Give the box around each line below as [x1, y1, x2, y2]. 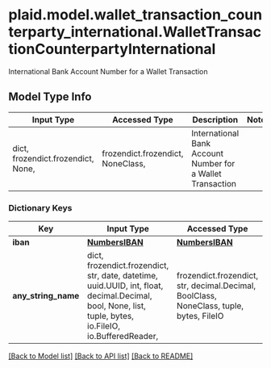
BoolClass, [176, 291, 218, 302]
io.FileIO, [87, 320, 121, 332]
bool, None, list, [87, 300, 147, 312]
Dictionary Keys [8, 202, 73, 213]
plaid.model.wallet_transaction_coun [8, 6, 263, 24]
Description [192, 114, 239, 125]
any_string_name [12, 291, 80, 302]
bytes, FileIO [176, 311, 224, 322]
